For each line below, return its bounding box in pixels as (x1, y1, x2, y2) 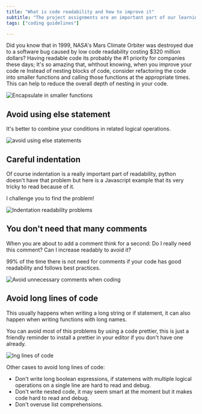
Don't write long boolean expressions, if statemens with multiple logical (14, 375, 192, 382)
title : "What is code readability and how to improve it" (6, 8, 155, 15)
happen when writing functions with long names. (6, 315, 127, 323)
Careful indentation (6, 154, 81, 164)
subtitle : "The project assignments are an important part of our (6, 14, 176, 20)
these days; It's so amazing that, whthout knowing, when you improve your (6, 61, 192, 68)
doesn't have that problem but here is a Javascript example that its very (6, 177, 184, 184)
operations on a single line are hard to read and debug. (14, 382, 151, 389)
